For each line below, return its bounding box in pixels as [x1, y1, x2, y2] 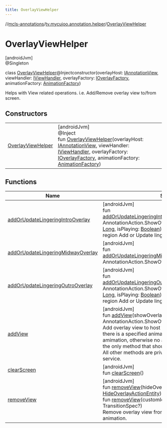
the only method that [102, 343, 151, 350]
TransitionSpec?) [102, 403, 143, 410]
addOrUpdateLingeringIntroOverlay [7, 216, 90, 223]
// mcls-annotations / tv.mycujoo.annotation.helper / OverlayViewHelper [5, 21, 147, 27]
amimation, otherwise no [102, 337, 161, 344]
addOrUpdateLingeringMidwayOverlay [7, 249, 98, 256]
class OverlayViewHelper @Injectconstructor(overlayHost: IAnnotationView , [5, 70, 159, 75]
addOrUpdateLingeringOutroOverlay [7, 282, 93, 289]
